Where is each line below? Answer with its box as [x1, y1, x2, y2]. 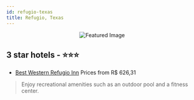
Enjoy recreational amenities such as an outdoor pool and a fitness [21, 80, 189, 88]
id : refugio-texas [6, 9, 53, 15]
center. [21, 87, 40, 95]
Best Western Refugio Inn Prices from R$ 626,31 [15, 69, 136, 76]
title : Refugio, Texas [6, 15, 64, 21]
